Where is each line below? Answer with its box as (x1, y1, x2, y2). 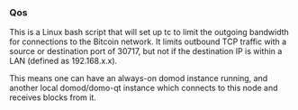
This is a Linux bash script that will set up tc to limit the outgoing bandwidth (9, 27, 290, 38)
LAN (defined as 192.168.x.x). (9, 56, 118, 67)
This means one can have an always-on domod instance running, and (9, 73, 268, 84)
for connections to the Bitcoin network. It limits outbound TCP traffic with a (9, 36, 287, 47)
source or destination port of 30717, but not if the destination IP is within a (9, 46, 283, 57)
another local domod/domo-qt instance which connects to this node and (9, 83, 278, 94)
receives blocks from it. (9, 92, 97, 103)
